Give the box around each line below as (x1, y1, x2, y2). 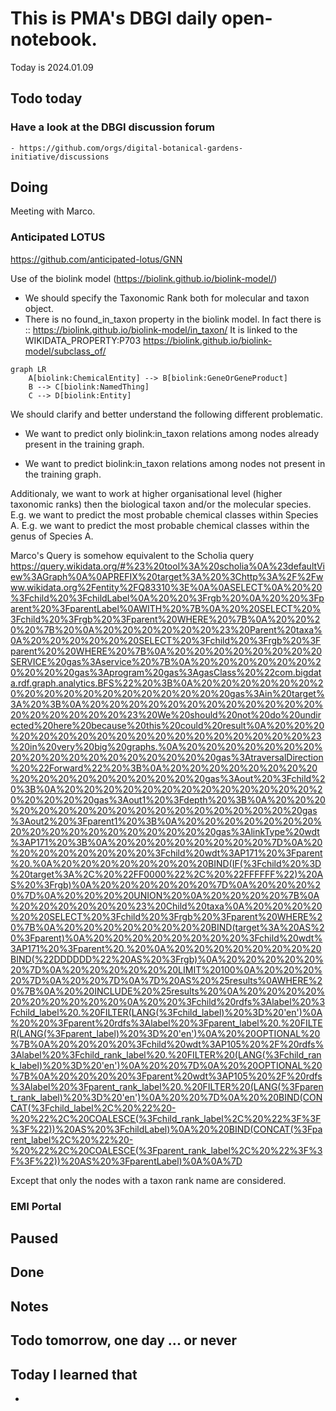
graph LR (10, 364, 47, 374)
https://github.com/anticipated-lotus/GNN (10, 253, 183, 265)
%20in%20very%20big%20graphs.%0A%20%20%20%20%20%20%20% (10, 740, 323, 752)
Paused (10, 1230, 59, 1247)
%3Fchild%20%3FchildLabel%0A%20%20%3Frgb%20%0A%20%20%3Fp (10, 592, 325, 604)
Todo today (10, 90, 83, 107)
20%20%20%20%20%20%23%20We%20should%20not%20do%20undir (10, 708, 322, 721)
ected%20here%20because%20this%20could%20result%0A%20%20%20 (10, 719, 325, 731)
